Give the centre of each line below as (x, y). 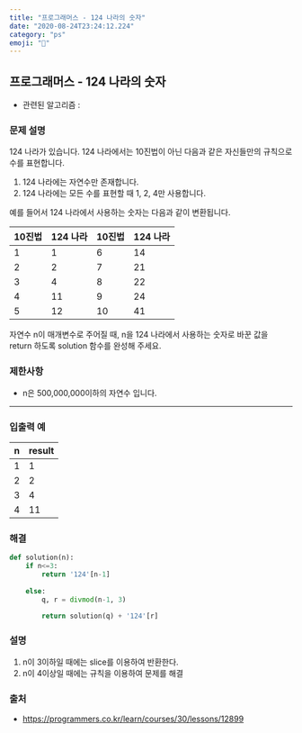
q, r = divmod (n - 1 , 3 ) (84, 600)
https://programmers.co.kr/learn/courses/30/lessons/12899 (133, 719)
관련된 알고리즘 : (51, 105)
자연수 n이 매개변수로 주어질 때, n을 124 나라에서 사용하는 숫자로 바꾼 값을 (139, 335)
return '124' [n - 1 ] (76, 575)
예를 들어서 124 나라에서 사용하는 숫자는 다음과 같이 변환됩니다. (120, 213)
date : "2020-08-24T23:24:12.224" (72, 26)
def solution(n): (42, 558)
